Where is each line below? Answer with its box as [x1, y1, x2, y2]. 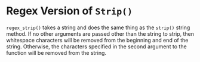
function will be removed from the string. [6, 49, 106, 56]
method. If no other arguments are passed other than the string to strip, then [6, 30, 195, 37]
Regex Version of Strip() [6, 4, 133, 18]
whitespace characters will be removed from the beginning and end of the [6, 36, 189, 44]
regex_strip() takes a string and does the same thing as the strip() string [6, 24, 190, 31]
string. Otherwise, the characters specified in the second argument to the [6, 43, 187, 50]
